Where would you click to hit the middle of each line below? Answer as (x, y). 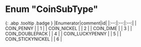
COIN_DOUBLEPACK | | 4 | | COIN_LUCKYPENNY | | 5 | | (63, 33)
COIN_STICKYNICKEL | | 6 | (34, 39)
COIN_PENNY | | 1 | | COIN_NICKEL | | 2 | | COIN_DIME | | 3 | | (69, 28)
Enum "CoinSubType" (52, 9)
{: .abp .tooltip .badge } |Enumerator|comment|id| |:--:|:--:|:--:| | (71, 23)
